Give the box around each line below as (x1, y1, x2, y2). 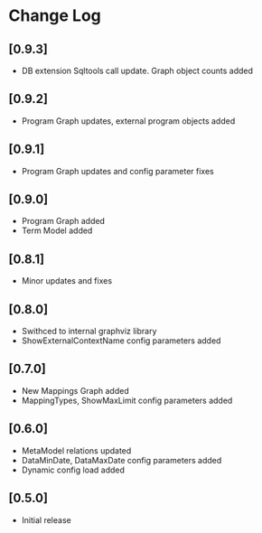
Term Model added (21, 225, 93, 236)
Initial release (21, 514, 71, 525)
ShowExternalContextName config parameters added (21, 335, 221, 346)
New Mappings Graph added (21, 385, 129, 396)
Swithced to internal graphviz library (21, 326, 157, 337)
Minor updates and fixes (21, 276, 113, 286)
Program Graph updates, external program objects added (21, 115, 236, 126)
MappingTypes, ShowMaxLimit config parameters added (21, 395, 233, 406)
